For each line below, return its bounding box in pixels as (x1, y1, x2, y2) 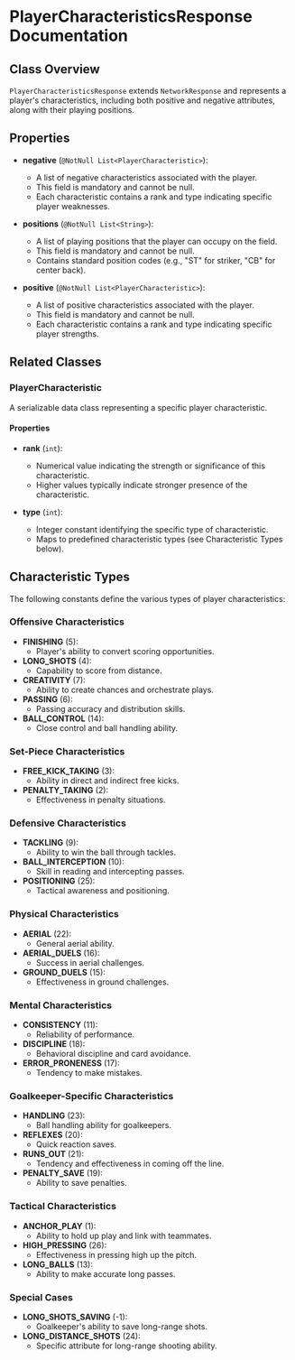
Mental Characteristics (9, 999, 113, 1012)
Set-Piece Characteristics (9, 745, 125, 757)
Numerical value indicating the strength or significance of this (35, 460, 266, 471)
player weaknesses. (35, 200, 111, 211)
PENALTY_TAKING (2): (22, 785, 109, 796)
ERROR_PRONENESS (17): (22, 1058, 120, 1069)
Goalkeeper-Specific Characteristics (9, 1089, 174, 1102)
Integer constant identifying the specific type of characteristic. (35, 523, 269, 534)
